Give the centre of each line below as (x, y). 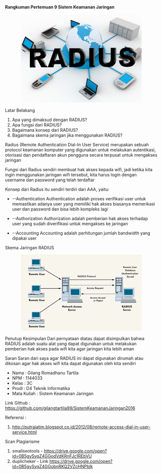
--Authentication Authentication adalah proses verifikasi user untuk (79, 199)
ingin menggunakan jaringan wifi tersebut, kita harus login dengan (71, 175)
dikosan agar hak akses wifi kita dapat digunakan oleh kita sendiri (71, 363)
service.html (24, 432)
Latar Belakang (20, 110)
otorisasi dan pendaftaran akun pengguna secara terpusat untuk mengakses (81, 155)
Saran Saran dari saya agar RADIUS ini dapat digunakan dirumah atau (74, 358)
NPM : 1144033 (27, 378)
